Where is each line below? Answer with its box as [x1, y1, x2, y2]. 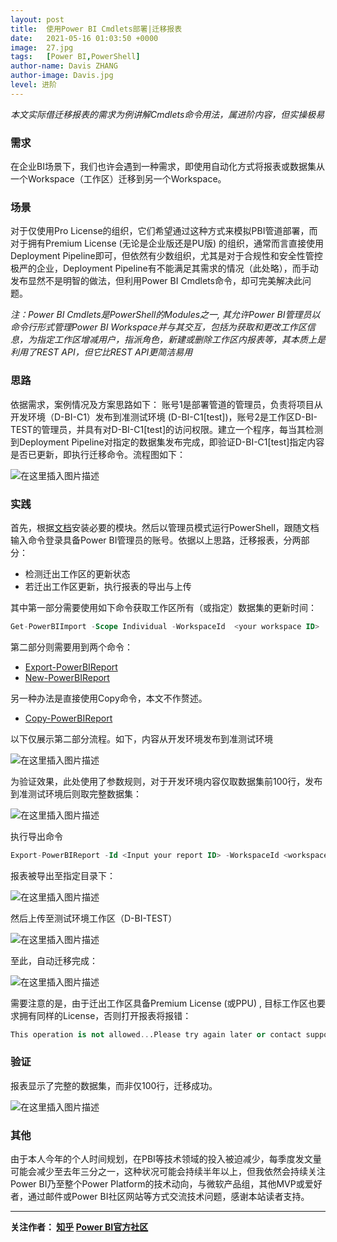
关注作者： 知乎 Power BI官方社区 [10, 1221, 149, 1233]
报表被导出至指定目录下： [10, 869, 116, 881]
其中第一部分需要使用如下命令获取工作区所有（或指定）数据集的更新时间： [10, 601, 317, 613]
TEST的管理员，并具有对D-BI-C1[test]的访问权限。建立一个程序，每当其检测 [10, 423, 324, 435]
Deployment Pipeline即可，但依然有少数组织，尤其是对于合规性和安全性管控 [10, 250, 323, 262]
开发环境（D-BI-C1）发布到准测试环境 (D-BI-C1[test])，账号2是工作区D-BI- [10, 411, 318, 423]
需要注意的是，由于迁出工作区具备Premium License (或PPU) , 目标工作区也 [10, 997, 317, 1009]
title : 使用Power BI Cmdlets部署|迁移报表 [10, 24, 183, 34]
